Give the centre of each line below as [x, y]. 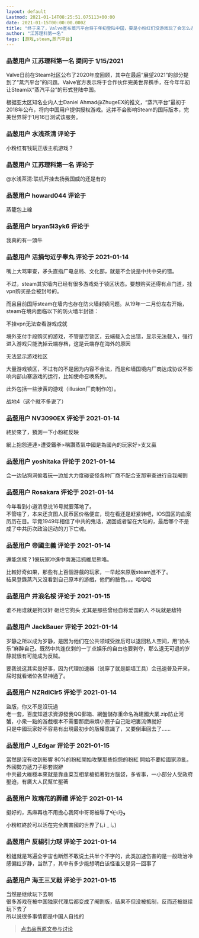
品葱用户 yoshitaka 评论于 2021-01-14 [61, 461]
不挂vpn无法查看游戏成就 [37, 324]
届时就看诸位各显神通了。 [37, 676]
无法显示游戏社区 [27, 356]
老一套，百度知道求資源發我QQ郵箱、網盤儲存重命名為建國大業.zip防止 [92, 714]
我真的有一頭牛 [24, 240]
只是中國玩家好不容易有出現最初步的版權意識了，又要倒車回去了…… [89, 729]
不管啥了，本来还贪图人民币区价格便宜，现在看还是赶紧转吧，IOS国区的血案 [99, 514]
